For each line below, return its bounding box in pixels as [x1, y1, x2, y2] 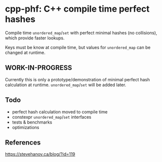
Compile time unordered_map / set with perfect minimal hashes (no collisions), [5, 30, 157, 36]
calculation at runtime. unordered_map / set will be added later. [5, 82, 126, 88]
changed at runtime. [5, 50, 46, 55]
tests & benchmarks [12, 119, 53, 125]
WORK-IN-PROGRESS [5, 64, 72, 72]
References [5, 138, 41, 146]
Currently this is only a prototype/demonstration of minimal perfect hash [5, 76, 150, 82]
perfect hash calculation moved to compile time [12, 108, 108, 115]
